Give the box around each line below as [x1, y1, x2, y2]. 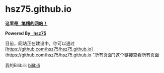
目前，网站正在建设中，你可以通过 [5, 40, 75, 46]
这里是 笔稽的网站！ [5, 20, 48, 26]
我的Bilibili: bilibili [5, 62, 40, 68]
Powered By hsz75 [5, 30, 47, 36]
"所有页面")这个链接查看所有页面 [92, 52, 160, 58]
